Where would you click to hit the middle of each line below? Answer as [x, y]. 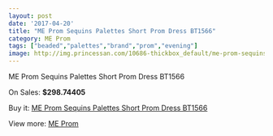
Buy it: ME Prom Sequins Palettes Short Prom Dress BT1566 [108, 108]
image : [19, 53]
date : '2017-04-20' [41, 23]
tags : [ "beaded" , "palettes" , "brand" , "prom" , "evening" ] [103, 46]
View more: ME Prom [43, 123]
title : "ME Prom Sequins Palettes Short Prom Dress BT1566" [113, 31]
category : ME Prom [39, 38]
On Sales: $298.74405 [47, 92]
